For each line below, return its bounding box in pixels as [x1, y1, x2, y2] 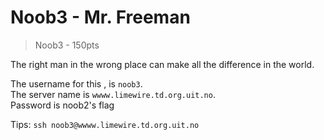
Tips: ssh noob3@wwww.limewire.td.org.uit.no [10, 118, 200, 130]
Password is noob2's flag [10, 99, 115, 111]
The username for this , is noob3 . [10, 77, 143, 90]
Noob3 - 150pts [34, 39, 100, 51]
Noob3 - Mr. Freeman [10, 6, 191, 29]
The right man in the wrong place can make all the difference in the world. [10, 58, 315, 70]
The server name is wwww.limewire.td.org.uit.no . [10, 88, 216, 100]
